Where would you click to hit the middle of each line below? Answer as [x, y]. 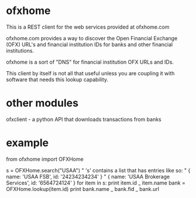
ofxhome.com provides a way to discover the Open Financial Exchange [92, 38]
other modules [42, 103]
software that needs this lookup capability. [57, 79]
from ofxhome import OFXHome [45, 159]
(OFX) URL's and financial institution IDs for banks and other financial [90, 44]
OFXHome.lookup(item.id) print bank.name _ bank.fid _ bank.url [83, 189]
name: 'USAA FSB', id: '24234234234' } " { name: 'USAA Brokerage [88, 176]
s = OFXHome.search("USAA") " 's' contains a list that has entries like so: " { [98, 170]
